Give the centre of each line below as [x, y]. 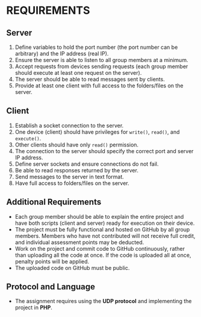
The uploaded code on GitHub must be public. [72, 268]
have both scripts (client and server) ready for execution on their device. [105, 223]
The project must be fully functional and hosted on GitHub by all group [102, 229]
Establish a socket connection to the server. [69, 125]
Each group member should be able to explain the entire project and [99, 216]
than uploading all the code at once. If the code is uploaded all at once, [103, 255]
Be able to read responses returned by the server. [76, 170]
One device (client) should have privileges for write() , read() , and [97, 132]
